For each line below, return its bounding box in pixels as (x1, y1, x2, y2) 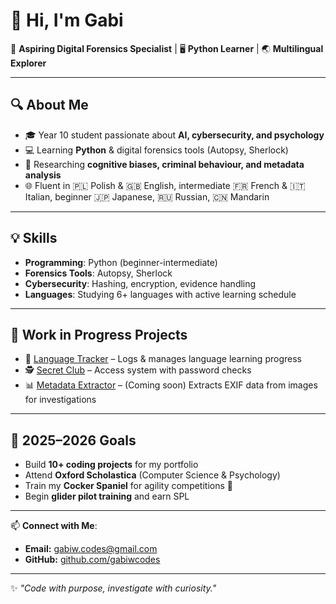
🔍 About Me (10, 97, 89, 114)
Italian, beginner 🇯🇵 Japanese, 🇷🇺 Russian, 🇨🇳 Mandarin (24, 190, 270, 203)
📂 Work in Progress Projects (10, 326, 188, 343)
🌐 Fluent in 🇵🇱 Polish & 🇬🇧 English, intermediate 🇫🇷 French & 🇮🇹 (24, 179, 306, 191)
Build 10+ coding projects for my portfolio (24, 459, 199, 471)
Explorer (10, 57, 47, 69)
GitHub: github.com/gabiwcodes (24, 554, 161, 566)
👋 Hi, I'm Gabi (10, 9, 124, 32)
